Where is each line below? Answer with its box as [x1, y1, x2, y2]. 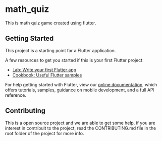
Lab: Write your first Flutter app [12, 67, 77, 72]
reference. [5, 92, 26, 98]
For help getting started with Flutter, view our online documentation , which [5, 81, 158, 87]
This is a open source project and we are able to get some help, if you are [5, 120, 156, 126]
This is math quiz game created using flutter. [5, 20, 97, 26]
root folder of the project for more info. [5, 130, 84, 136]
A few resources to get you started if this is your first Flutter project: [5, 57, 144, 63]
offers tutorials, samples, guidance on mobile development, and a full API [5, 87, 155, 93]
